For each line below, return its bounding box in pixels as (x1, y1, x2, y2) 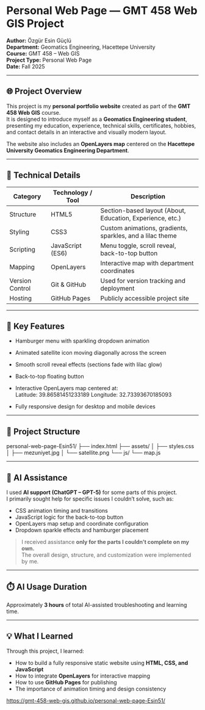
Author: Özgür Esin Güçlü (6, 37, 72, 44)
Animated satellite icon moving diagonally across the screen (15, 349, 167, 357)
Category (13, 192, 41, 200)
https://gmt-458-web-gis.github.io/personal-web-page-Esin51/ (6, 697, 166, 704)
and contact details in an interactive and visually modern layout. (6, 128, 167, 136)
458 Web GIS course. (6, 109, 61, 116)
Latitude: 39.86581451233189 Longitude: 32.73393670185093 (15, 391, 172, 399)
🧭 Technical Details (6, 170, 81, 181)
